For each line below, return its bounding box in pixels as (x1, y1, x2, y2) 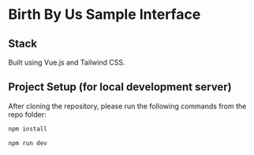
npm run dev (8, 139, 47, 147)
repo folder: (8, 109, 47, 119)
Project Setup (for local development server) (8, 80, 232, 94)
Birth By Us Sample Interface (8, 6, 201, 24)
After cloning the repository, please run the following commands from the (8, 101, 247, 111)
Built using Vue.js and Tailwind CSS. (8, 57, 125, 67)
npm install (8, 124, 47, 133)
